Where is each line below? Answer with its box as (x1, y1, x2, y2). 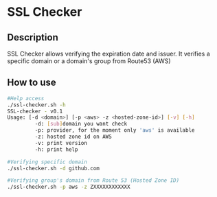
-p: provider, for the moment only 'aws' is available (34, 127, 195, 134)
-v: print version (34, 139, 88, 146)
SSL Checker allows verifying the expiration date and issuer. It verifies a (7, 49, 211, 58)
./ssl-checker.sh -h (7, 101, 67, 108)
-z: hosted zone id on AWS (34, 133, 112, 141)
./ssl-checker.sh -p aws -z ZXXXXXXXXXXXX (7, 183, 130, 191)
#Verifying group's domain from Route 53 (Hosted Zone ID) (7, 177, 180, 184)
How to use (7, 77, 56, 89)
